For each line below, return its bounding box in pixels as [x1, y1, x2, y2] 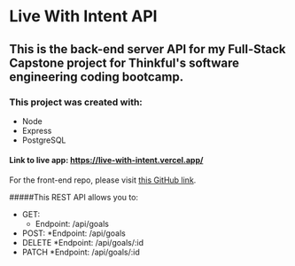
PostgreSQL [21, 135, 66, 145]
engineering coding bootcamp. [9, 69, 184, 84]
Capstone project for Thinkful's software [9, 55, 239, 70]
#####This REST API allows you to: [9, 192, 139, 203]
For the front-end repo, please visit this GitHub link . [9, 175, 197, 185]
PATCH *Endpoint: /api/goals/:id [21, 246, 140, 258]
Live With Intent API [9, 6, 158, 27]
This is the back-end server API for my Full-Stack [9, 42, 286, 57]
